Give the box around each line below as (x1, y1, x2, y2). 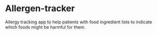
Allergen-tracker (5, 3, 75, 14)
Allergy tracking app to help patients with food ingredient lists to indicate (5, 19, 153, 25)
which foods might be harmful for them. (5, 24, 86, 30)
